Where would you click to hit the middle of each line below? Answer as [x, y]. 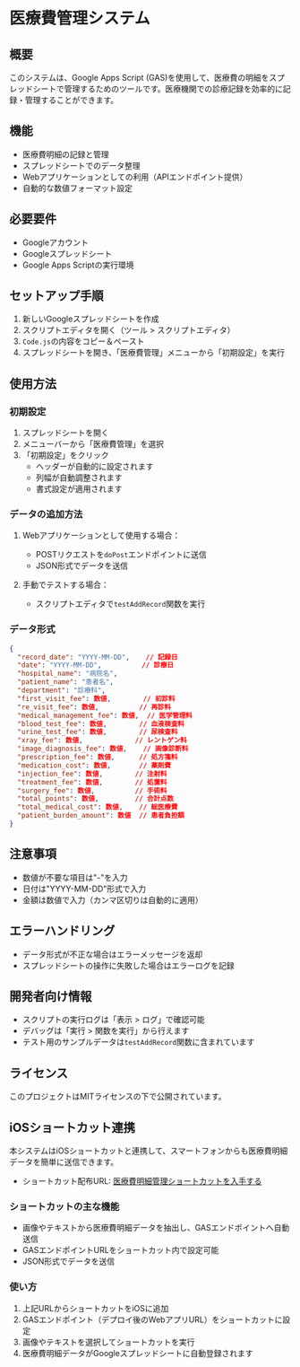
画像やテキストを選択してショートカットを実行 [108, 1342]
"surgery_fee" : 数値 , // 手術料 [92, 791]
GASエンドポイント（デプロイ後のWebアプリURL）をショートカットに [152, 1319]
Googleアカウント [56, 242]
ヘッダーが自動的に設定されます [94, 467]
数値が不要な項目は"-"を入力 [75, 877]
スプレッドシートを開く [65, 433]
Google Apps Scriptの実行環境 [78, 265]
